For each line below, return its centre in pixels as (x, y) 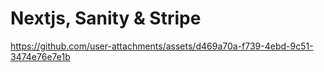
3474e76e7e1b (40, 56)
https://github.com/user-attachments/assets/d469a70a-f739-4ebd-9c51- (162, 46)
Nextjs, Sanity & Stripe (106, 18)
